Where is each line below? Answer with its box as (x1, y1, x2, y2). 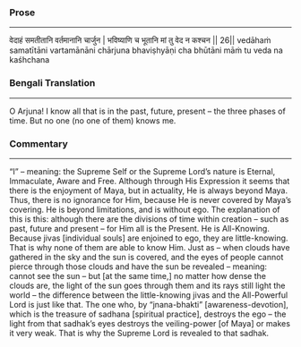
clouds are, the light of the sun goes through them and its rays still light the (9, 280, 286, 291)
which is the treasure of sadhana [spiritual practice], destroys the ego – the (9, 309, 287, 319)
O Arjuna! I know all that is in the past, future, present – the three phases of (9, 106, 287, 116)
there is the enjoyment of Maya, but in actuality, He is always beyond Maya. (9, 185, 288, 196)
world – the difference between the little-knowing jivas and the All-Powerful (9, 289, 288, 300)
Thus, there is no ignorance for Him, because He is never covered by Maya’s (9, 194, 292, 205)
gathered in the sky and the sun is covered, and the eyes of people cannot (9, 251, 284, 262)
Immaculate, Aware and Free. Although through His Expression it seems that (9, 175, 290, 186)
